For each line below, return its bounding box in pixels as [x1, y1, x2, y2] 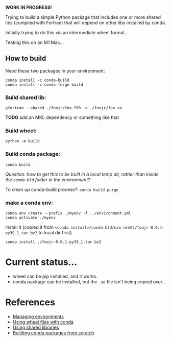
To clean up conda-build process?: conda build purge [5, 186, 119, 192]
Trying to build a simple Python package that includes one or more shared [5, 14, 161, 20]
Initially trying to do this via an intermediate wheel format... [5, 30, 129, 35]
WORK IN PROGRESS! [5, 5, 52, 10]
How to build [5, 54, 46, 63]
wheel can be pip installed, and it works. [12, 273, 98, 279]
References [5, 297, 55, 308]
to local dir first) [38, 230, 72, 235]
